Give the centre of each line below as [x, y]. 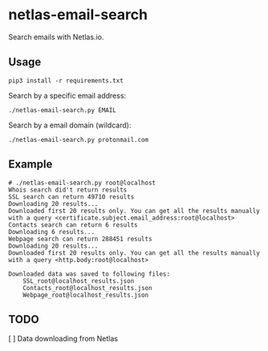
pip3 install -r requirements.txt [66, 81]
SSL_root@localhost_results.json [79, 281]
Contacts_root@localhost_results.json [87, 288]
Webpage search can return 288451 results [80, 239]
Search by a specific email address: [67, 95]
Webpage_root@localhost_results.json [86, 295]
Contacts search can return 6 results [73, 225]
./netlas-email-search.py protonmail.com [79, 139]
